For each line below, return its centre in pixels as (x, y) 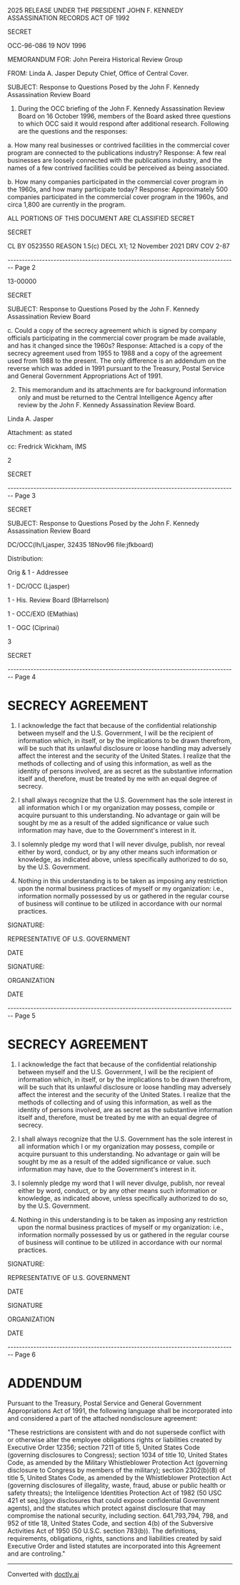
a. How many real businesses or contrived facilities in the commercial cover (119, 145)
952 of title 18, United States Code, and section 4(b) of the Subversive (110, 1523)
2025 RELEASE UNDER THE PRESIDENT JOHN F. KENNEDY (96, 10)
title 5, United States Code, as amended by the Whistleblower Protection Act (120, 1477)
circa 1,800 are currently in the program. (67, 204)
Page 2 (25, 267)
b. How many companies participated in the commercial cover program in (115, 182)
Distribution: (25, 559)
